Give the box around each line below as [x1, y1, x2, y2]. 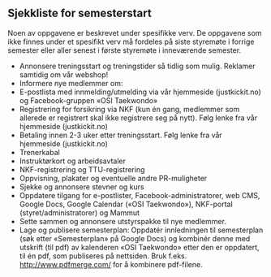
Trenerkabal [19, 147, 60, 157]
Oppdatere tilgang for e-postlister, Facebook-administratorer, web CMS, [19, 190, 260, 200]
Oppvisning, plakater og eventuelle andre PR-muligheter [19, 173, 208, 183]
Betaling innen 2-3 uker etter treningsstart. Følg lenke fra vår [19, 130, 222, 140]
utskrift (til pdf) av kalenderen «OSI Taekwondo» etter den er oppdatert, [19, 242, 260, 252]
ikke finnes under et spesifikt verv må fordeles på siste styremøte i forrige [7, 37, 255, 46]
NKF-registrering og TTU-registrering [19, 164, 145, 174]
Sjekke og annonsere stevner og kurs [19, 182, 144, 192]
